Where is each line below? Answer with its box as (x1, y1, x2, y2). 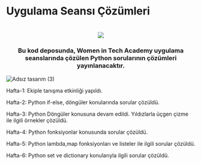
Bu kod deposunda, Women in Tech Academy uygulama (17, 46, 184, 55)
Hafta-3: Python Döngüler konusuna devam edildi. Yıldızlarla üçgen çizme (6, 110, 189, 117)
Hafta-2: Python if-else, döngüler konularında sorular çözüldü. (6, 98, 160, 106)
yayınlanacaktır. (77, 61, 125, 70)
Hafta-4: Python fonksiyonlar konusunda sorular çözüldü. (6, 128, 148, 135)
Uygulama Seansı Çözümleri (6, 4, 150, 18)
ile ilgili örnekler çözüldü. (6, 116, 68, 124)
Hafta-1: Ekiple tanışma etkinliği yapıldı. (6, 87, 103, 94)
